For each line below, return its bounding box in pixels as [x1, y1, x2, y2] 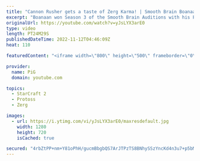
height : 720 [17, 129, 46, 135]
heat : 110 [6, 42, 31, 48]
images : [6, 113, 26, 119]
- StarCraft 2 [11, 91, 46, 97]
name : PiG [11, 69, 36, 75]
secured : [6, 145, 28, 152]
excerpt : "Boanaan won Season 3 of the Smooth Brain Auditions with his [6, 14, 190, 20]
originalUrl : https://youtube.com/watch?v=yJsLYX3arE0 [6, 20, 145, 26]
